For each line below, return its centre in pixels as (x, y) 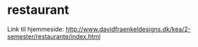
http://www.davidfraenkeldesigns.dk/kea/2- (128, 29)
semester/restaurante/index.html (54, 36)
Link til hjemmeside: (36, 29)
